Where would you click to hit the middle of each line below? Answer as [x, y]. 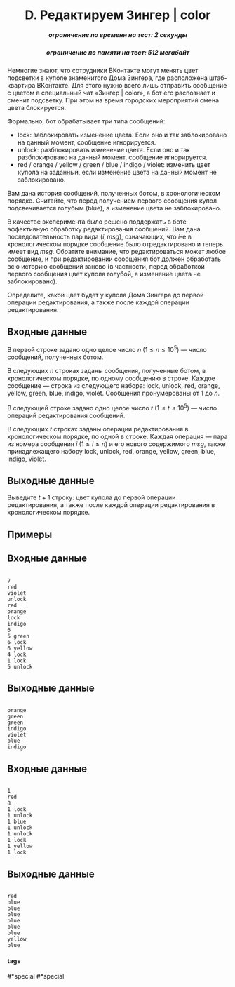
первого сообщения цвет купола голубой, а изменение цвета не [104, 274]
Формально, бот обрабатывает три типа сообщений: [86, 121]
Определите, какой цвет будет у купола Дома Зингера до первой [106, 295]
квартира [21, 85]
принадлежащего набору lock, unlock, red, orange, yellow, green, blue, [112, 451]
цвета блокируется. [37, 107]
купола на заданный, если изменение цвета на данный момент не [117, 172]
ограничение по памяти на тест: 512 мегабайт [118, 53]
